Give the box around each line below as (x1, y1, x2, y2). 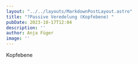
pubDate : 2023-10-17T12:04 (6, 19, 72, 25)
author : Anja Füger (6, 30, 54, 36)
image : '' (6, 35, 31, 41)
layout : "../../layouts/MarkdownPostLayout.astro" (6, 8, 133, 15)
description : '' (6, 24, 46, 31)
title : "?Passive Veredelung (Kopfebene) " (6, 14, 115, 20)
